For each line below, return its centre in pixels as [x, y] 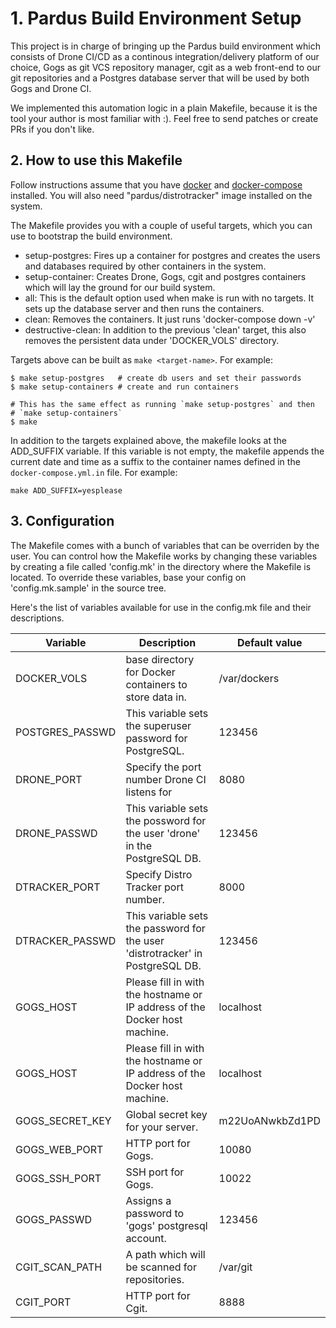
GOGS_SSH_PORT [58, 1178]
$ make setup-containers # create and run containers [125, 387]
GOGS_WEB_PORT [59, 1149]
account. [146, 1238]
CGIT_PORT [43, 1302]
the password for [165, 928]
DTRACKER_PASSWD [66, 940]
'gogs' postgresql [166, 1225]
